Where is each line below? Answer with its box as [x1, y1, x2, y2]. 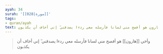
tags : [5, 16, 16, 21]
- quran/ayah [5, 20, 32, 26]
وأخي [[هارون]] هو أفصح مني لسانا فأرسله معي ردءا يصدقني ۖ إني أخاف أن [16, 38, 150, 44]
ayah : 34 [5, 7, 23, 12]
